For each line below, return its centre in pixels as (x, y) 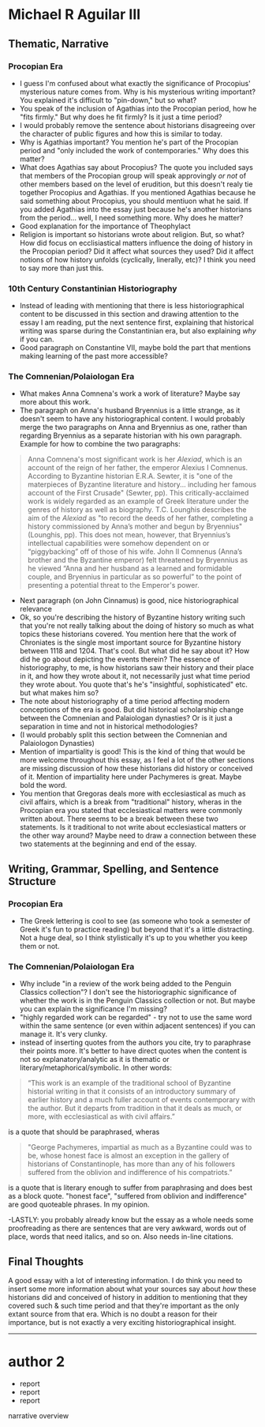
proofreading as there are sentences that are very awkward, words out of (127, 1228)
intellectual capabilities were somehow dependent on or (118, 544)
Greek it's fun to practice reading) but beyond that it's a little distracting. (137, 929)
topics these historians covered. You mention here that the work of (128, 634)
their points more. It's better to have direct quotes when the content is (133, 1051)
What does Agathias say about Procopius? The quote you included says (136, 167)
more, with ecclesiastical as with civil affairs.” (101, 1116)
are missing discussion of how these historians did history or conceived (136, 769)
